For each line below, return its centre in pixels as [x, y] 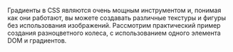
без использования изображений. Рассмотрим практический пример [114, 25]
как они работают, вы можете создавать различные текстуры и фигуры [117, 18]
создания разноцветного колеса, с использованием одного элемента [114, 33]
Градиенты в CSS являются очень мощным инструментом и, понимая [114, 10]
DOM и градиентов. [37, 41]
